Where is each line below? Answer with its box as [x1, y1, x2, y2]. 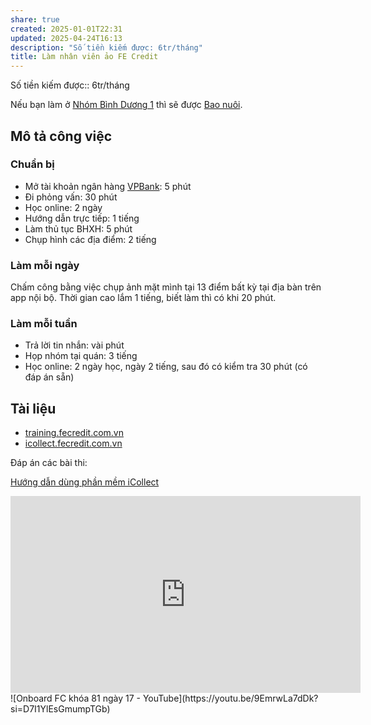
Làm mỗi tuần [10, 317, 78, 331]
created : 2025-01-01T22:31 [10, 24, 123, 34]
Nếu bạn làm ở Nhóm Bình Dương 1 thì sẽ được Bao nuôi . [10, 99, 243, 111]
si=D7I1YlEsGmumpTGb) [10, 703, 111, 715]
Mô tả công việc [10, 127, 113, 145]
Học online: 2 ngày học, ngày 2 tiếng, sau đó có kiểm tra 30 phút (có [24, 361, 308, 373]
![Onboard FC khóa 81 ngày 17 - [10, 692, 141, 705]
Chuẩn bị [10, 157, 55, 171]
